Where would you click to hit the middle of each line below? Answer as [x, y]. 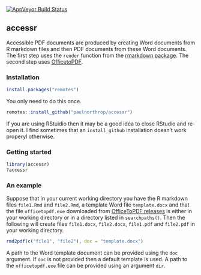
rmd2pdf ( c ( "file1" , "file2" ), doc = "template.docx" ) [75, 241]
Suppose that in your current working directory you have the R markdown [97, 199]
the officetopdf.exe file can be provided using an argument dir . [86, 266]
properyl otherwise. [31, 136]
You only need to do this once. [44, 101]
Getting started [29, 152]
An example [24, 185]
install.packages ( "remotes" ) [43, 90]
